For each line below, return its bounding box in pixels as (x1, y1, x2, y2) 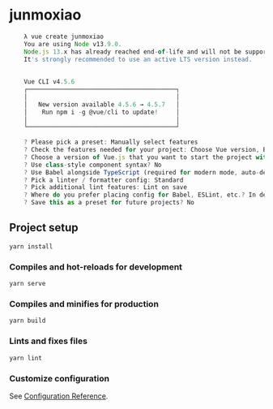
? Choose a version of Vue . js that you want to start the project (23, 153, 253, 161)
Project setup (9, 221, 79, 235)
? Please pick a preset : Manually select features (23, 138, 198, 147)
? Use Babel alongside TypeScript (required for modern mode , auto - (23, 168, 260, 176)
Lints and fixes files (9, 335, 88, 347)
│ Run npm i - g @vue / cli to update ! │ (23, 108, 181, 116)
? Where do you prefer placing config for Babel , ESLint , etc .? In (23, 191, 256, 200)
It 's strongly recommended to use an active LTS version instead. (23, 55, 253, 63)
